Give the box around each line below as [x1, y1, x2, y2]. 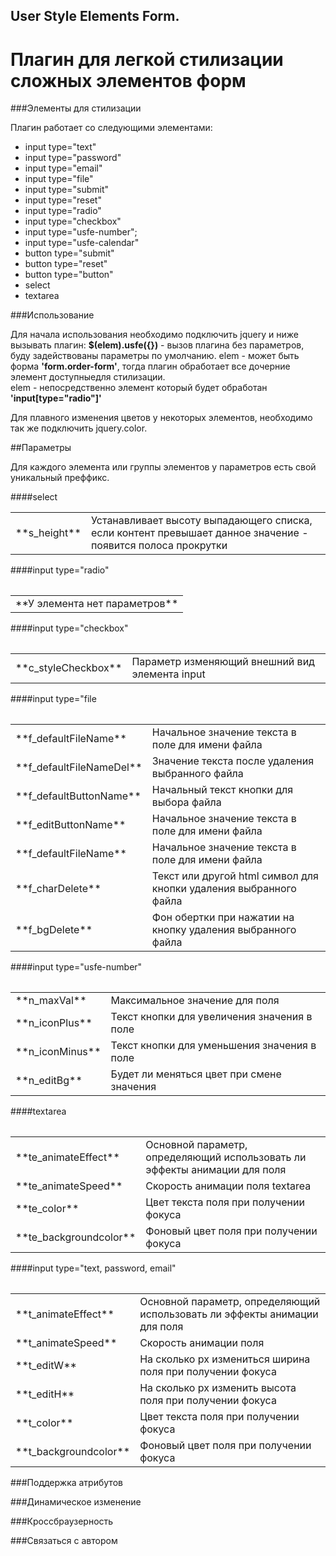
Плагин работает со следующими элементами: [10, 122, 213, 134]
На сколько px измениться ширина [139, 1352, 311, 1366]
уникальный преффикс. [10, 472, 110, 484]
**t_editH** [15, 1387, 75, 1401]
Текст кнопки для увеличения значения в [110, 1010, 313, 1024]
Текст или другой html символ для [151, 869, 319, 883]
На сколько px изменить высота [139, 1381, 297, 1395]
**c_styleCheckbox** [15, 661, 123, 675]
